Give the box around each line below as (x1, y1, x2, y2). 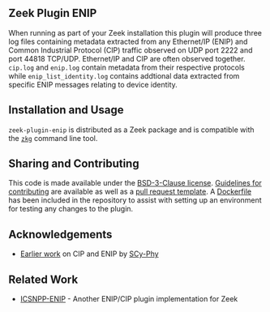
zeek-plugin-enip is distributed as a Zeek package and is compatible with (8, 125, 255, 135)
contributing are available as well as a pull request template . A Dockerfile (8, 186, 252, 197)
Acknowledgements (8, 227, 113, 241)
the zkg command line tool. (8, 133, 98, 143)
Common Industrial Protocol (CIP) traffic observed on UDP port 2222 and (8, 45, 253, 55)
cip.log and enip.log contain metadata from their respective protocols (8, 62, 245, 72)
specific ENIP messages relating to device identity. (8, 79, 178, 89)
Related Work (8, 272, 79, 286)
